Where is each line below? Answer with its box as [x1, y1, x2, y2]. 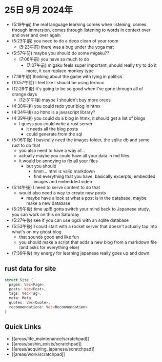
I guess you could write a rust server [19, 120, 93, 127]
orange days [11, 91, 37, 97]
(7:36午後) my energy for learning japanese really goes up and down [11, 250, 150, 256]
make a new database [26, 200, 71, 206]
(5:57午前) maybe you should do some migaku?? [11, 50, 109, 56]
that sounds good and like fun [19, 234, 79, 240]
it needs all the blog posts [26, 126, 79, 132]
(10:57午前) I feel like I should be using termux [11, 79, 104, 85]
